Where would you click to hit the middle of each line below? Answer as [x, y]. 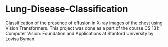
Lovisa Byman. [20, 39]
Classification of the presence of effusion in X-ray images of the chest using [84, 23]
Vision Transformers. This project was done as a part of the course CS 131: [82, 28]
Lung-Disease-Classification [67, 9]
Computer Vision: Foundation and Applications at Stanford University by [79, 33]
